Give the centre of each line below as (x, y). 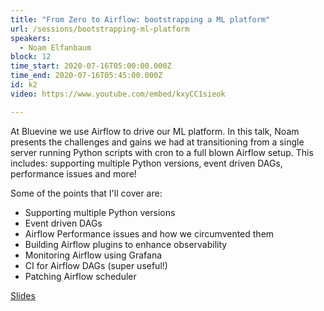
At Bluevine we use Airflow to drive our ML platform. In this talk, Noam (155, 131)
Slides (23, 295)
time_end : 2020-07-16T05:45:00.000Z (86, 76)
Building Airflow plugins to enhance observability (126, 244)
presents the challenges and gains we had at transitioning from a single (157, 142)
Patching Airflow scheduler (80, 276)
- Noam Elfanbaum (55, 47)
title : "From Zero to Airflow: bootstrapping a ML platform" (140, 19)
